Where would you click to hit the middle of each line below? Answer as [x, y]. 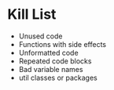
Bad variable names [51, 69]
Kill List [32, 14]
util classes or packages [58, 77]
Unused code [40, 36]
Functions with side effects [63, 44]
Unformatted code [49, 52]
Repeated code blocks [55, 61]
